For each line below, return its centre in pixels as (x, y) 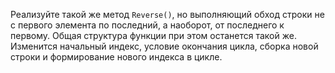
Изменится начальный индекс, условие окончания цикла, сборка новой (164, 46)
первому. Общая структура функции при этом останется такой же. (153, 35)
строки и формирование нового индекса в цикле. (116, 57)
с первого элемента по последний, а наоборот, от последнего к (147, 25)
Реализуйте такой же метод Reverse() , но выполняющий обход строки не (167, 14)
